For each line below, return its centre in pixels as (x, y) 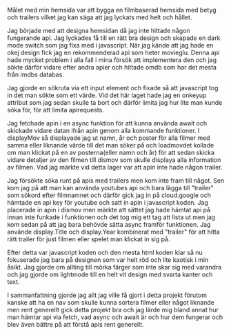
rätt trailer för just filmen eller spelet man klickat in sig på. (89, 239)
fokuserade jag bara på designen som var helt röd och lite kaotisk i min (108, 260)
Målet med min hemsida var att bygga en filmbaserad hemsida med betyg (112, 10)
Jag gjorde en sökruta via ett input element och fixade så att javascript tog (113, 88)
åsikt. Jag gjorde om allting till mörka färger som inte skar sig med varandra (114, 267)
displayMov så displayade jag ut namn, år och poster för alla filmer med (109, 138)
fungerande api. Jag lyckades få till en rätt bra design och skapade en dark (114, 38)
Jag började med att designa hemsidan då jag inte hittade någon (99, 31)
